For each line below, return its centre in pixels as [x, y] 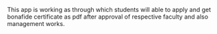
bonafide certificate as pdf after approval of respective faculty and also [108, 17]
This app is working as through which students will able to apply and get [109, 10]
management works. [36, 24]
